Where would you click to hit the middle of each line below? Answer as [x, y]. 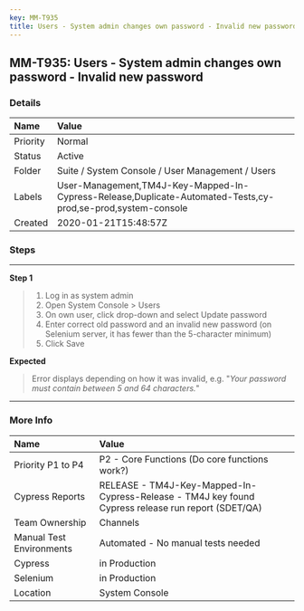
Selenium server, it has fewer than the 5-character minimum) [158, 334]
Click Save [65, 344]
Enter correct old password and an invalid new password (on [158, 325]
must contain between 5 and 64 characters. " [116, 388]
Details [25, 102]
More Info [31, 420]
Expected [28, 361]
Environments [43, 549]
